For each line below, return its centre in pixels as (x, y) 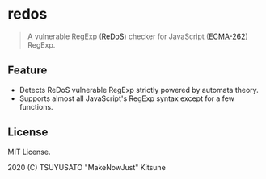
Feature (27, 71)
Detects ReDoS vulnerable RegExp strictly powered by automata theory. (139, 89)
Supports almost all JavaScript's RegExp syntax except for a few (127, 98)
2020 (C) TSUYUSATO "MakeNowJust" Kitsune (87, 167)
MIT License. (29, 152)
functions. (36, 106)
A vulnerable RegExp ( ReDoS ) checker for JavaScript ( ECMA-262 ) (137, 36)
